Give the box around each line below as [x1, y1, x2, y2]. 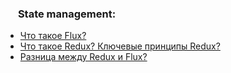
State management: [17, 7, 117, 21]
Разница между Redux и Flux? [19, 51, 148, 63]
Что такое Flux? [19, 30, 87, 42]
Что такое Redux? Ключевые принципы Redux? [19, 40, 221, 52]
